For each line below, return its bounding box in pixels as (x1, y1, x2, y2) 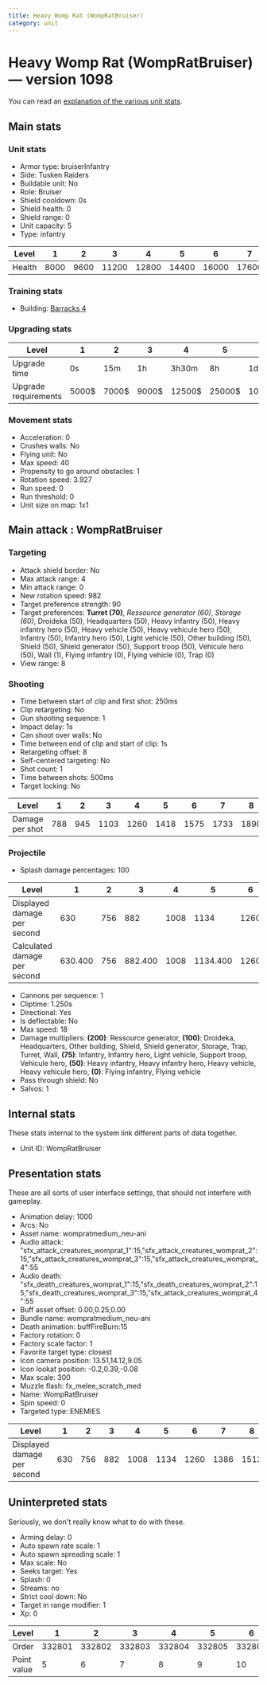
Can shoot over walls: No (19, 731, 103, 739)
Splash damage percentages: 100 (19, 865, 130, 875)
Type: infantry (19, 229, 66, 239)
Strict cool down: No (19, 1591, 87, 1601)
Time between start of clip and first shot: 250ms (19, 696, 178, 706)
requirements (12, 390, 62, 402)
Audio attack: (19, 1236, 64, 1247)
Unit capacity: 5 (19, 221, 72, 231)
